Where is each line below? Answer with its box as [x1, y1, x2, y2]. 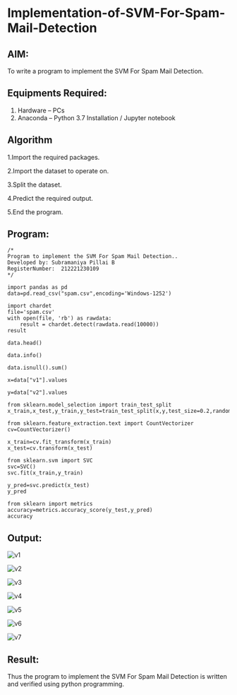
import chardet [7, 303, 52, 310]
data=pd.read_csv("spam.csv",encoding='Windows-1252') [7, 290, 172, 298]
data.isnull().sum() [7, 364, 68, 372]
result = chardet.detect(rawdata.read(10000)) [20, 321, 159, 328]
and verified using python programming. [7, 680, 125, 689]
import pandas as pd [7, 284, 68, 291]
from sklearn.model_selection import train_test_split [7, 402, 172, 409]
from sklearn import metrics [7, 501, 93, 508]
